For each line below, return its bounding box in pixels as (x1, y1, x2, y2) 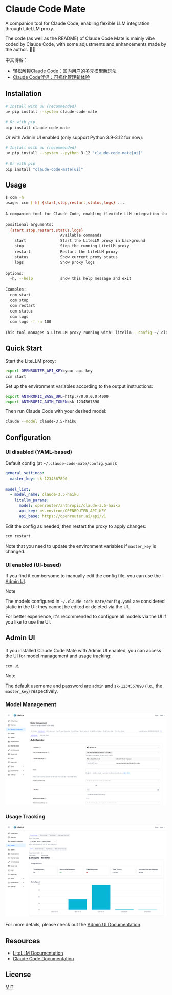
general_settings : (5, 470, 45, 475)
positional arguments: (5, 222, 54, 227)
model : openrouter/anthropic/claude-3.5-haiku (18, 503, 120, 508)
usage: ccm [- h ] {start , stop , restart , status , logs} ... (5, 200, 125, 205)
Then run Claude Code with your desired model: (5, 408, 107, 414)
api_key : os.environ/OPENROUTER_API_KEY (18, 508, 106, 514)
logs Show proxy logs (14, 260, 95, 265)
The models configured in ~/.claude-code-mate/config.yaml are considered (5, 598, 165, 604)
